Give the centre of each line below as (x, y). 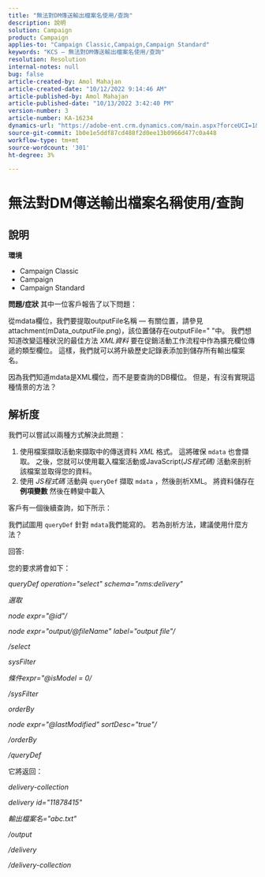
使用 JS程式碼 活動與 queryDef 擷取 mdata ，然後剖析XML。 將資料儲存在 (137, 482)
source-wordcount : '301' (49, 148)
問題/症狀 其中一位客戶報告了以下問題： (73, 304)
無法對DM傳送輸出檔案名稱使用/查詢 (126, 203)
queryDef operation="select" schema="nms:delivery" (96, 584)
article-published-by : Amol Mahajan (68, 96)
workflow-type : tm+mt (44, 140)
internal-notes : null (44, 67)
